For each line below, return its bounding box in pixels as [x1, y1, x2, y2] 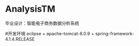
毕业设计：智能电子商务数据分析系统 [5, 20, 79, 26]
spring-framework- [95, 30, 135, 36]
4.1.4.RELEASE [5, 36, 35, 42]
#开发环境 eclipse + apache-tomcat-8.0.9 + [5, 30, 94, 36]
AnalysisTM [5, 3, 56, 15]
